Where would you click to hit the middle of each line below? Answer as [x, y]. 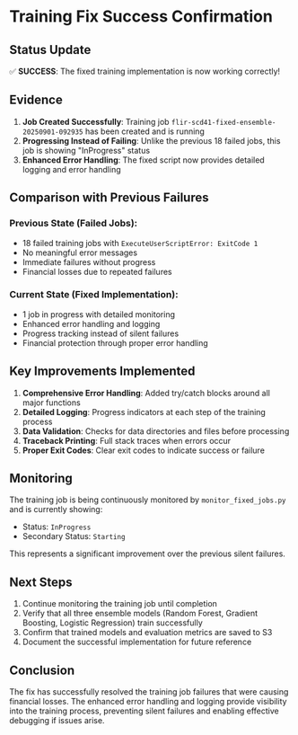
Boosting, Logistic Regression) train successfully [113, 623]
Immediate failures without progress [89, 261]
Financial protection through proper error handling [115, 342]
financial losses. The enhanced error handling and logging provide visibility [148, 702]
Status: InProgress [57, 527]
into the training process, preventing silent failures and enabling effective [145, 711]
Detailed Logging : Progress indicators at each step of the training [144, 412]
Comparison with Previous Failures [109, 198]
